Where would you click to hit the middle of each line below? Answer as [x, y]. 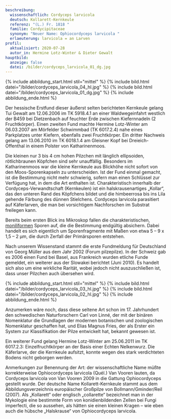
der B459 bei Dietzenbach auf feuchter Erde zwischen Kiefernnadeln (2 [81, 119]
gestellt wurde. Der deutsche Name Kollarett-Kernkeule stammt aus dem [82, 384]
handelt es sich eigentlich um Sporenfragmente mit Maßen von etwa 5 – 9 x [85, 231]
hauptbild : [17, 58]
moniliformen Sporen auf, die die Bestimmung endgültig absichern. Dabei [82, 226]
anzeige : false [26, 62]
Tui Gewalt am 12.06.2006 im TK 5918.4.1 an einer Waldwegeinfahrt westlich [85, 114]
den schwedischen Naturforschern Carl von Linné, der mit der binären [79, 315]
